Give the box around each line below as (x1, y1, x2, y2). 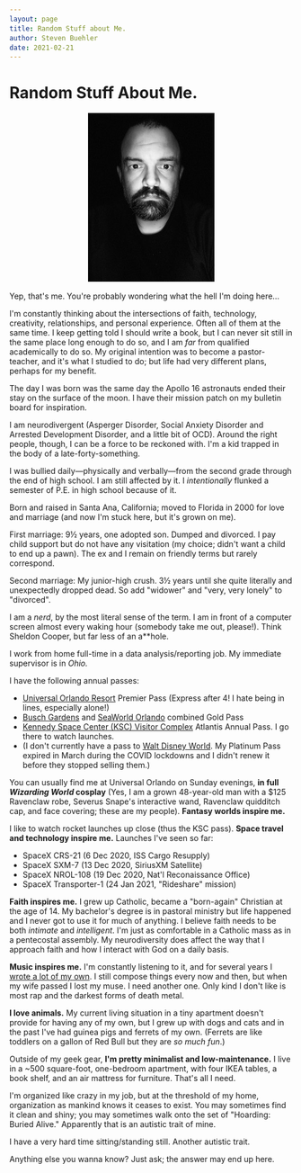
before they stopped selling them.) (22, 760, 151, 771)
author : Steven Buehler (9, 33, 99, 42)
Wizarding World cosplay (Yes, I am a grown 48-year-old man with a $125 (9, 787, 287, 798)
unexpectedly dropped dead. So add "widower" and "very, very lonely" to (9, 585, 283, 595)
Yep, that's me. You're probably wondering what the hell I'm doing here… (9, 291, 280, 301)
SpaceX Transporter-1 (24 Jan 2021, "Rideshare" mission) (22, 879, 236, 890)
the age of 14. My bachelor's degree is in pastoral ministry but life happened (9, 906, 292, 917)
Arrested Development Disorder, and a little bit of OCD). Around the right (9, 429, 278, 440)
